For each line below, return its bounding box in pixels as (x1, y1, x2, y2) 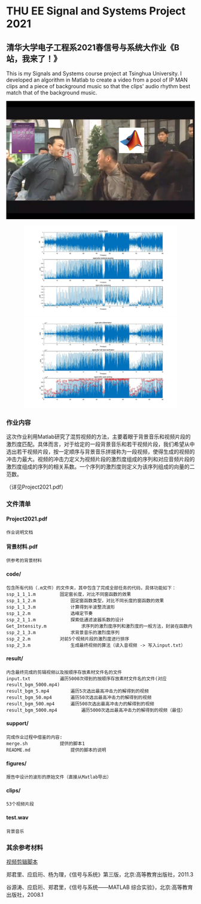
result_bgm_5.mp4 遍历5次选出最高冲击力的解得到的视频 (6, 688, 150, 694)
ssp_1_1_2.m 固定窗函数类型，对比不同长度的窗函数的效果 (6, 597, 165, 604)
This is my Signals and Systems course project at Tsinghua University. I (6, 70, 182, 77)
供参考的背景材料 (6, 558, 42, 564)
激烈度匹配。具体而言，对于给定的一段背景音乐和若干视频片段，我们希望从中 (6, 441, 195, 448)
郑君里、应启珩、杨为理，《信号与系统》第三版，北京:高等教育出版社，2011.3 (6, 870, 194, 878)
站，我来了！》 (6, 53, 62, 64)
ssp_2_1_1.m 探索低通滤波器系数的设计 (6, 616, 124, 622)
